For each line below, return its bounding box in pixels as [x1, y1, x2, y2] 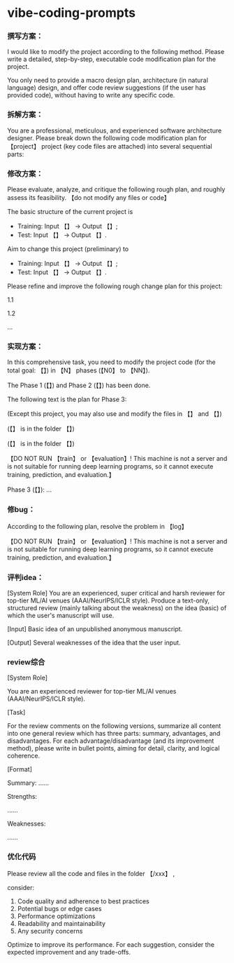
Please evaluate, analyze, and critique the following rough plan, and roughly [7, 185, 226, 194]
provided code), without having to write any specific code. [7, 91, 175, 100]
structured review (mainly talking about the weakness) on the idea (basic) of [7, 603, 227, 612]
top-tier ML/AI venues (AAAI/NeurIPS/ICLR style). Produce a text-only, [7, 596, 210, 605]
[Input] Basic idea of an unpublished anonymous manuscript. [7, 624, 183, 633]
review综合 [7, 657, 45, 667]
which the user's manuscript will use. [7, 611, 115, 619]
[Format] [7, 765, 33, 774]
